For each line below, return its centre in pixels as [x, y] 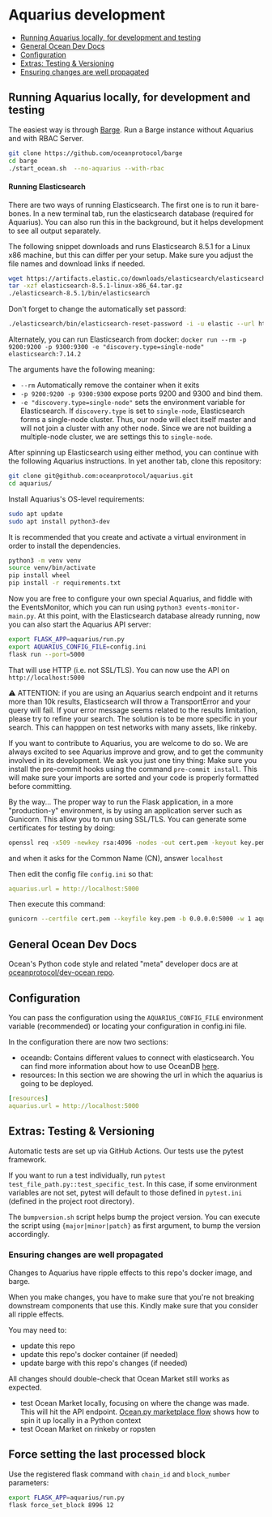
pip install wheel [39, 575]
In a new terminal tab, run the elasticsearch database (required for [143, 213]
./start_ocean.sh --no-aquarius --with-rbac [86, 168]
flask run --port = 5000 [47, 654]
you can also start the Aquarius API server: [80, 625]
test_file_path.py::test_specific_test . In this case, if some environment [133, 1183]
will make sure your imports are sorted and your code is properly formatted [134, 778]
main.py [21, 617]
